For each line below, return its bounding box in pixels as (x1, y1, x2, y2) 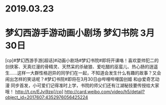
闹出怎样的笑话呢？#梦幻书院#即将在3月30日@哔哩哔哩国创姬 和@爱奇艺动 (5, 76, 160, 82)
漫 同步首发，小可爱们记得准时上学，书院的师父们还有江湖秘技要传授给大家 (5, 82, 160, 88)
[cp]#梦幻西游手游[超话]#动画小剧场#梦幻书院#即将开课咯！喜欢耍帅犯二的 (5, 57, 159, 63)
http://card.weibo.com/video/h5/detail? (64, 88, 145, 95)
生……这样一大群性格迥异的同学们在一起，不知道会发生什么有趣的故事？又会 (5, 70, 162, 76)
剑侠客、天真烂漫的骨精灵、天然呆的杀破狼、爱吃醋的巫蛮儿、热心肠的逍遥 (5, 63, 158, 70)
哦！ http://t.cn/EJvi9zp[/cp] (5, 88, 64, 95)
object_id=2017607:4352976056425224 (5, 94, 88, 100)
